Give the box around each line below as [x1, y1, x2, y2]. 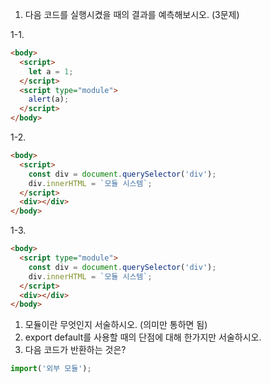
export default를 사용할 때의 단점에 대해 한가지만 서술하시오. [24, 331, 262, 343]
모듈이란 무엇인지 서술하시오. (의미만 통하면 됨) [24, 319, 208, 331]
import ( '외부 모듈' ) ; [10, 364, 92, 374]
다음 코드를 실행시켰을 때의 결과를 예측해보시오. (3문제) [24, 9, 240, 20]
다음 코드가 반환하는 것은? [24, 344, 127, 356]
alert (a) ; [28, 94, 70, 105]
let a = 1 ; [28, 66, 74, 77]
